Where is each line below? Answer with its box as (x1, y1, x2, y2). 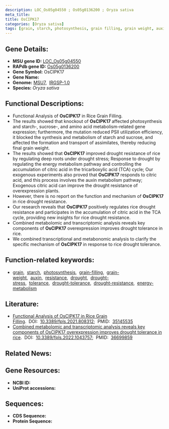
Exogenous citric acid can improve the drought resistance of (12, 182, 138, 188)
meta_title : (5, 12, 30, 17)
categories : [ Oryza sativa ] (5, 21, 64, 27)
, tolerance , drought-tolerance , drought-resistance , (25, 280, 135, 286)
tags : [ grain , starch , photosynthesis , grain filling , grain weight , (5, 26, 154, 31)
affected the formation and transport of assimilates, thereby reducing (12, 139, 156, 146)
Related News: (5, 349, 52, 357)
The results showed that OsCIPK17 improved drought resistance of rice (12, 150, 160, 156)
